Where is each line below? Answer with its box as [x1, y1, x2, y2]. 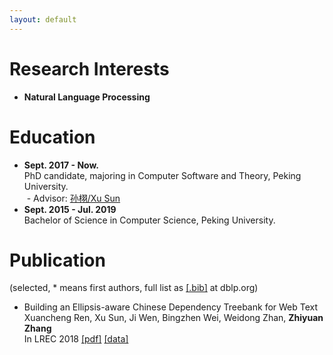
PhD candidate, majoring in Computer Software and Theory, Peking [23, 169, 302, 181]
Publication [9, 249, 106, 271]
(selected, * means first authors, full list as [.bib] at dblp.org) [9, 282, 259, 294]
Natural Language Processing [23, 91, 151, 103]
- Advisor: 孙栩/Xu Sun [26, 192, 121, 204]
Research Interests [9, 57, 170, 80]
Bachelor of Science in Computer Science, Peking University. [23, 214, 276, 226]
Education [9, 126, 96, 148]
